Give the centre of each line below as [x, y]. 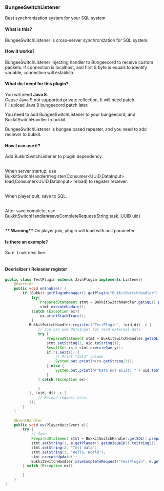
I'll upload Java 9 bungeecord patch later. [47, 105]
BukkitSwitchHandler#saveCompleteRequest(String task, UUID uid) [73, 216]
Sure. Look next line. [26, 253]
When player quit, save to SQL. [36, 196]
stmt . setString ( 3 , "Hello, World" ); [68, 452]
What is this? [19, 29]
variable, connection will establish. [40, 72]
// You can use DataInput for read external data [89, 330]
